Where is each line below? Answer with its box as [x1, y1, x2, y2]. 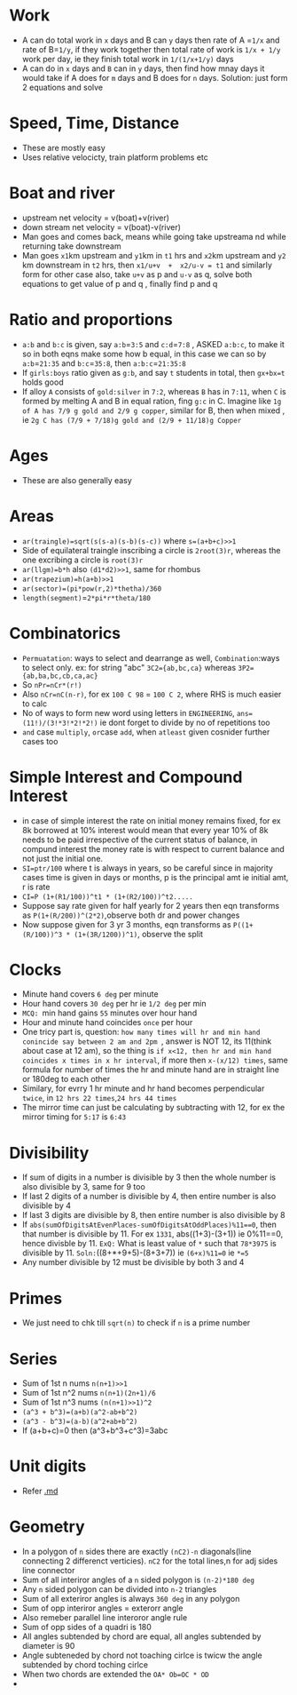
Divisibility [9, 1142, 90, 1163]
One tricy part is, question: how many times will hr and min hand [21, 1027, 261, 1038]
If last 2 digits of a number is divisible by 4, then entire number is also [21, 1191, 277, 1202]
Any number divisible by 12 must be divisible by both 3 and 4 [21, 1257, 245, 1268]
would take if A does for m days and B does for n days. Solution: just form [21, 72, 288, 83]
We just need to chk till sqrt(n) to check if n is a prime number [21, 1317, 251, 1328]
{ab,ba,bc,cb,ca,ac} [21, 672, 98, 680]
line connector [21, 1565, 75, 1576]
